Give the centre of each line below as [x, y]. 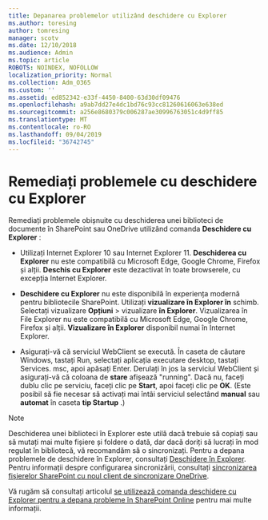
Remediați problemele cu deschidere [133, 181]
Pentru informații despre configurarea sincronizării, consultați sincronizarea [133, 467]
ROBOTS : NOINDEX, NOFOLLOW [53, 68]
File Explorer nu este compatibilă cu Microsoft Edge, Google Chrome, [134, 320]
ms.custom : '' [32, 90]
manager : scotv [34, 38]
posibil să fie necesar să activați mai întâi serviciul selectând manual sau [140, 394]
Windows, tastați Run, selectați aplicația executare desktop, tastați [129, 360]
